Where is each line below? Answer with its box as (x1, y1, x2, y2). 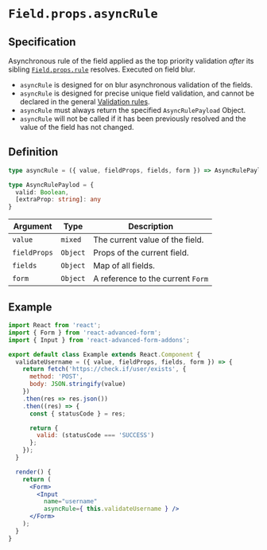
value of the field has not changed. (19, 123, 134, 131)
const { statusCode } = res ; (29, 409, 126, 418)
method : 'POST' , (29, 373, 83, 380)
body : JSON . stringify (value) (29, 380, 126, 388)
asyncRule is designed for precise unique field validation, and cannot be (19, 88, 254, 98)
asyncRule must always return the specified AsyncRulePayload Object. (19, 106, 246, 115)
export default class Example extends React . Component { (8, 350, 201, 358)
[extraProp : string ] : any (15, 196, 102, 204)
